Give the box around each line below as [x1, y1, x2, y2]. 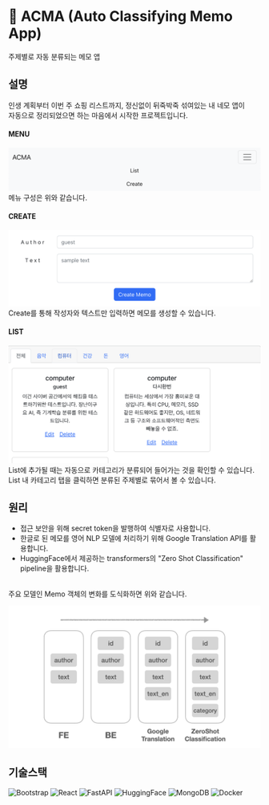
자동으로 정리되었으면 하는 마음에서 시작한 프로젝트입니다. [8, 110, 188, 120]
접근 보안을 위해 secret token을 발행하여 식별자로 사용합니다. [19, 523, 211, 533]
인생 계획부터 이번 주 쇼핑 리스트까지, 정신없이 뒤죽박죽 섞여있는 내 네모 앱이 [8, 100, 246, 110]
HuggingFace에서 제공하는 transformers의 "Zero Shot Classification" [19, 554, 244, 563]
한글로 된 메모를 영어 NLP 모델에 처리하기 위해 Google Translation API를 [19, 534, 248, 543]
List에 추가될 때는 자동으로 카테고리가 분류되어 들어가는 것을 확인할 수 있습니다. [8, 465, 255, 474]
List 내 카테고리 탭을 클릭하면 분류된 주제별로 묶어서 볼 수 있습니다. [8, 475, 216, 485]
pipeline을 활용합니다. [19, 563, 90, 573]
